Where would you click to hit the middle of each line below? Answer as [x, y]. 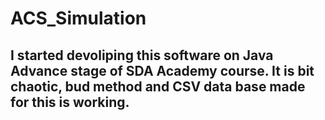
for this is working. [70, 102]
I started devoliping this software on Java [142, 55]
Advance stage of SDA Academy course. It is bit [162, 70]
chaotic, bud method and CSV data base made [158, 86]
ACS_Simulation [78, 18]
